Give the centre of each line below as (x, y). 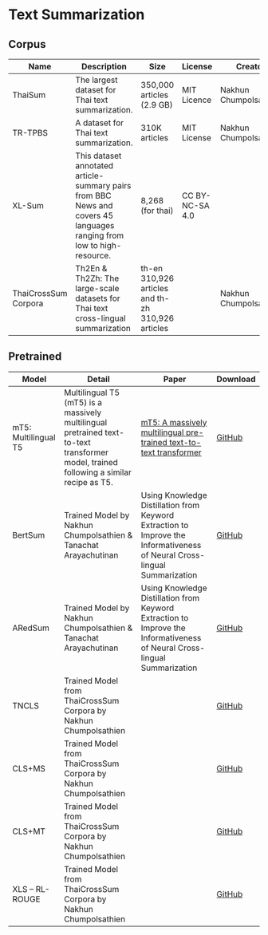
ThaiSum (29, 95)
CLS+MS (29, 768)
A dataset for (100, 123)
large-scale (97, 288)
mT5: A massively (174, 422)
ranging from (100, 235)
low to (87, 245)
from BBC (93, 195)
